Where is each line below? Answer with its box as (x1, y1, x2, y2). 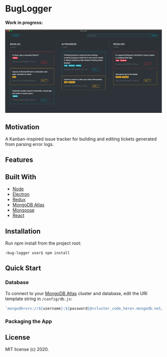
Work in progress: (5, 19, 43, 25)
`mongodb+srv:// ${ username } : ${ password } (5, 306, 90, 311)
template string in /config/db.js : (5, 296, 73, 302)
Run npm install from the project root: (5, 240, 82, 246)
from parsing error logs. (5, 141, 54, 147)
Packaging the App (5, 318, 52, 325)
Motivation (5, 123, 40, 131)
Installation (5, 227, 41, 235)
